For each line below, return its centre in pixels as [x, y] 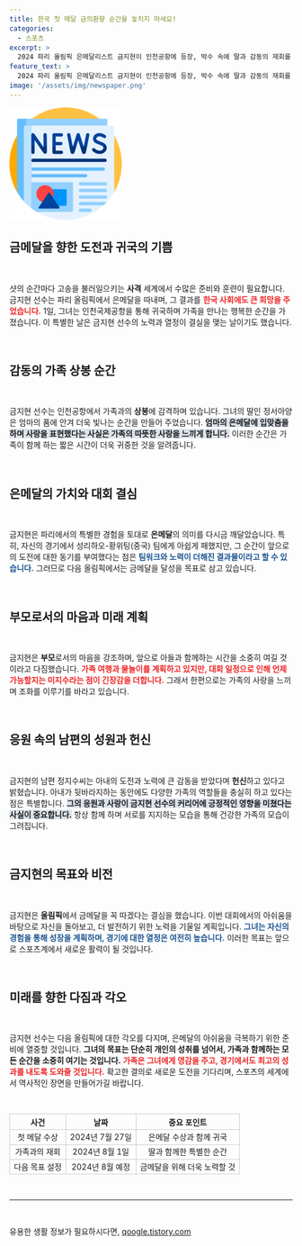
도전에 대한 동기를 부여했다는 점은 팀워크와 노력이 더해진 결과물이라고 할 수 [148, 557]
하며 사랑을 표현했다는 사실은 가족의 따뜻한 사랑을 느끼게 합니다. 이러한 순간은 [143, 434]
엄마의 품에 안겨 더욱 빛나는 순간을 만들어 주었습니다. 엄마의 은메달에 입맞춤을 [154, 422]
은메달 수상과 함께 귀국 [187, 1137]
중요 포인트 [188, 1122]
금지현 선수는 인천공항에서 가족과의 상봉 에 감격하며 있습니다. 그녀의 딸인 [135, 411]
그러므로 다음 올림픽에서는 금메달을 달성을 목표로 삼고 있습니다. [146, 568]
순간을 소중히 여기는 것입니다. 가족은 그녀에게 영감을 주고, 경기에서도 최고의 [149, 1061]
